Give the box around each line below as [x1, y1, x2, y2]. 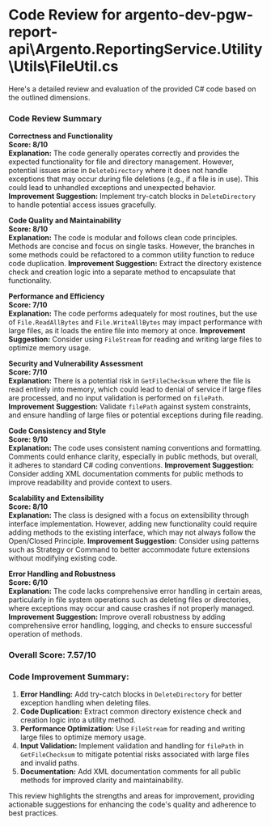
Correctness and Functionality [8, 131, 113, 141]
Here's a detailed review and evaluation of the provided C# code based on [8, 83, 256, 94]
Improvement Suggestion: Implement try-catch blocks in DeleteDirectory [8, 192, 256, 201]
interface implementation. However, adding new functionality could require [8, 519, 257, 529]
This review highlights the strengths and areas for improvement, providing [8, 791, 255, 801]
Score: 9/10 [8, 434, 49, 444]
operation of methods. [8, 629, 83, 639]
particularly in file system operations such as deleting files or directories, [8, 595, 252, 604]
